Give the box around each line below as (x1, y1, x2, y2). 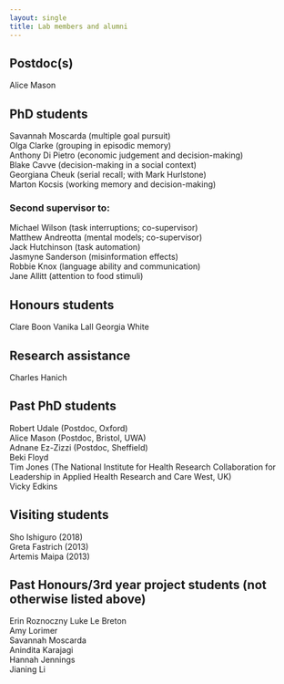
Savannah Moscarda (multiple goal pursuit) (9, 130, 171, 141)
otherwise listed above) (9, 592, 147, 607)
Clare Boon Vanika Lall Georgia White (9, 321, 150, 333)
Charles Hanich (9, 372, 67, 383)
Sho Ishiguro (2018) (9, 531, 84, 543)
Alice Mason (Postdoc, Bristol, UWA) (9, 432, 147, 443)
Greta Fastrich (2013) (9, 541, 89, 552)
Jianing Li (9, 664, 46, 675)
